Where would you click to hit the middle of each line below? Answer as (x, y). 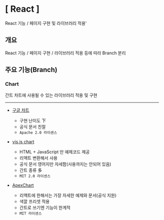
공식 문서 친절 (32, 127)
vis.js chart (23, 142)
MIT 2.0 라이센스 (35, 176)
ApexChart (23, 185)
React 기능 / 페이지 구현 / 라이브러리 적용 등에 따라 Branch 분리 (65, 53)
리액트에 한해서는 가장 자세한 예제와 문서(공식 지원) (68, 196)
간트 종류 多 (31, 171)
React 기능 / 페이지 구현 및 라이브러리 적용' (46, 23)
